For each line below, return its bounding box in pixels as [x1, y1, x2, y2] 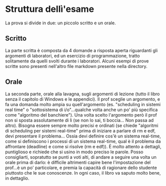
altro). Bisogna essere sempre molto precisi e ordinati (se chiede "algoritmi [5, 123, 159, 128]
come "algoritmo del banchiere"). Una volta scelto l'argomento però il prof [5, 112, 158, 118]
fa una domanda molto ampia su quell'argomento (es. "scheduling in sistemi [5, 101, 161, 107]
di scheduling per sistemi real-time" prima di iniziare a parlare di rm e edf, [5, 127, 156, 133]
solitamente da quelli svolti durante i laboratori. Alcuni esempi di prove [5, 58, 149, 64]
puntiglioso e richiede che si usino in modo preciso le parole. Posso [5, 149, 144, 155]
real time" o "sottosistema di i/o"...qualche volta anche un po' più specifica [5, 107, 158, 113]
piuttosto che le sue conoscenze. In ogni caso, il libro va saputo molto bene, [5, 170, 161, 176]
